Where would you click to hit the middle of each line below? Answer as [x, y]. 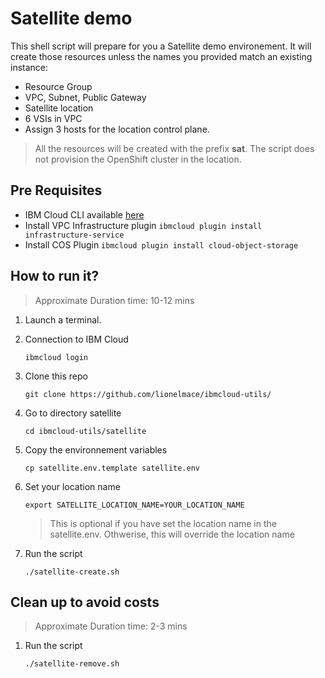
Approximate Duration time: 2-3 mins [111, 626]
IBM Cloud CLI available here [84, 214]
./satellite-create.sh [72, 572]
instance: [29, 67]
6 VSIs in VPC [53, 118]
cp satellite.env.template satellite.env [112, 468]
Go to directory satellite [73, 413]
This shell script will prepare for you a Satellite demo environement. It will [161, 46]
